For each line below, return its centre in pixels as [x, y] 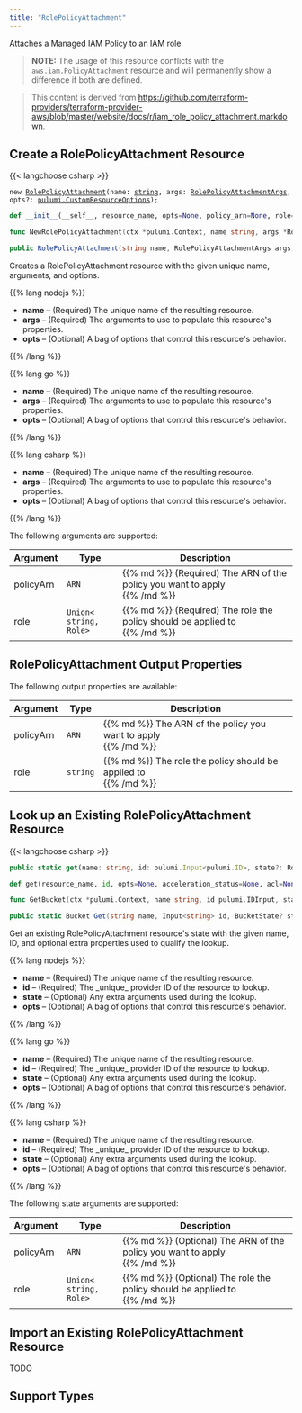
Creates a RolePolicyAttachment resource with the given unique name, [139, 265]
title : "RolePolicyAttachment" [68, 18]
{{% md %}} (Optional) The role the [197, 1278]
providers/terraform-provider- [87, 107]
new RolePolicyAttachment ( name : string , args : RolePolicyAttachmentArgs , [151, 193]
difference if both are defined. [87, 80]
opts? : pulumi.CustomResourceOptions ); [84, 200]
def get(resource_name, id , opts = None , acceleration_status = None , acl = [146, 884]
